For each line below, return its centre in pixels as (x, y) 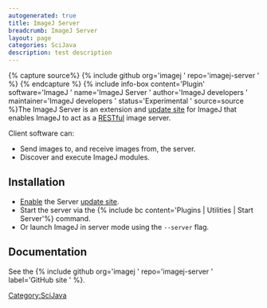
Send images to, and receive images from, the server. (108, 149)
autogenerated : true (43, 16)
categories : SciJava (43, 45)
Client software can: (41, 133)
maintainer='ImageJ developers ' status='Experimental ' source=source (126, 101)
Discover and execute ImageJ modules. (84, 157)
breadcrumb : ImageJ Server (53, 30)
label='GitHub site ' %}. (47, 279)
